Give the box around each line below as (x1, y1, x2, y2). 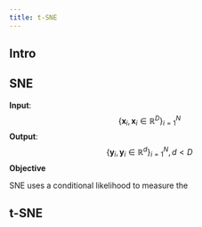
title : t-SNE (9, 12, 58, 22)
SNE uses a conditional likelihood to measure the (9, 180, 189, 191)
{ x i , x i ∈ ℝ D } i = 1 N (117, 113, 182, 128)
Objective (9, 162, 46, 174)
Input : (9, 100, 32, 110)
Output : (9, 131, 38, 142)
